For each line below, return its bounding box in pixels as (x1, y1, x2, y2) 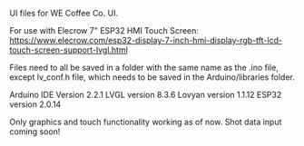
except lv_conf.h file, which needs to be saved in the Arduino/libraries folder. (9, 72, 295, 83)
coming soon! (9, 126, 61, 137)
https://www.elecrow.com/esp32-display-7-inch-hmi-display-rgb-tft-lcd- (9, 35, 283, 45)
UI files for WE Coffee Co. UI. (9, 8, 119, 18)
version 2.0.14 (9, 99, 62, 110)
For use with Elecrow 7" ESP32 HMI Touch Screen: (9, 25, 200, 35)
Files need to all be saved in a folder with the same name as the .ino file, (9, 63, 279, 73)
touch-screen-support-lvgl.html (9, 44, 129, 55)
